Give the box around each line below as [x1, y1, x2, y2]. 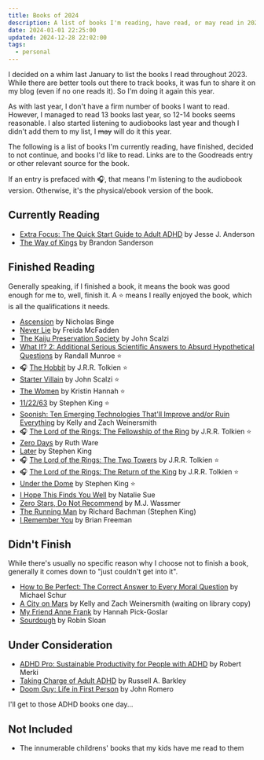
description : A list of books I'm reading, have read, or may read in [8, 19, 244, 27]
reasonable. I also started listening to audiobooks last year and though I [8, 119, 240, 127]
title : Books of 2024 [8, 11, 79, 20]
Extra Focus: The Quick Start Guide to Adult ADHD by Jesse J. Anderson [19, 229, 255, 238]
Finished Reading [8, 260, 96, 274]
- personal [15, 48, 51, 56]
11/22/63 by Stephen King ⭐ [19, 398, 110, 408]
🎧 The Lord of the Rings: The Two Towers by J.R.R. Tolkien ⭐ [19, 455, 220, 464]
